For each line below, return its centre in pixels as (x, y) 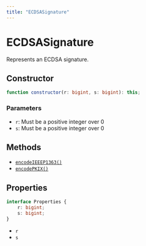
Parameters (24, 108)
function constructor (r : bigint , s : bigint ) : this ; (73, 92)
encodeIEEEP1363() (38, 163)
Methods (24, 147)
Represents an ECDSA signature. (48, 59)
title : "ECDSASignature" (38, 12)
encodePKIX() (32, 169)
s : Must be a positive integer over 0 (60, 128)
